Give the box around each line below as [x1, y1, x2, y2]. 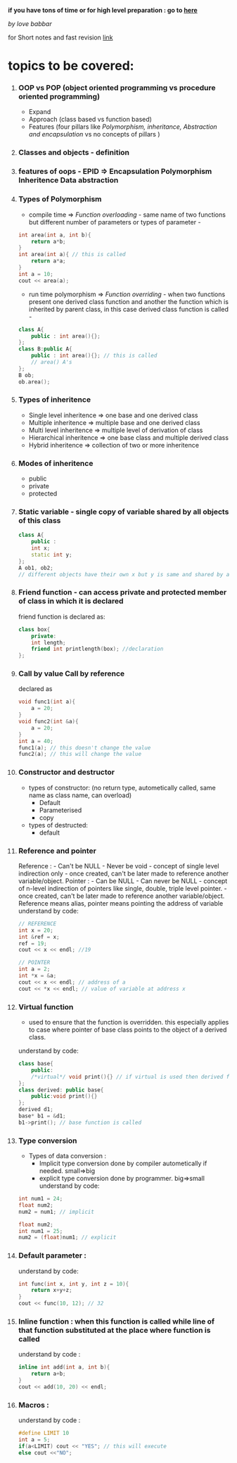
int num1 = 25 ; [18, 1227, 63, 1234]
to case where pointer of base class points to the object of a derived [28, 1025, 227, 1034]
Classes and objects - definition [18, 148, 129, 158]
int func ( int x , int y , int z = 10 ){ [18, 1280, 129, 1287]
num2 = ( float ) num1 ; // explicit [18, 1234, 117, 1241]
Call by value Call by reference [18, 669, 125, 678]
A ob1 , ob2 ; [18, 564, 53, 571]
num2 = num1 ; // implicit [18, 1208, 94, 1215]
